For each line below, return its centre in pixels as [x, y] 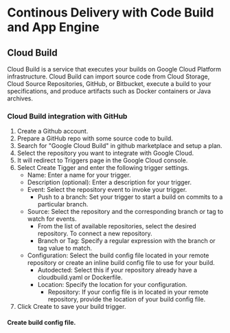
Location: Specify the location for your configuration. [112, 285]
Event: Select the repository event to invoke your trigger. [107, 190]
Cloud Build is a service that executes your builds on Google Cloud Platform [114, 69]
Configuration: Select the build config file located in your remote [118, 255]
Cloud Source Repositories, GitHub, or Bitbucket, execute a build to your [109, 84]
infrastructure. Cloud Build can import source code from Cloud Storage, [108, 76]
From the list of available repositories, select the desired [117, 226]
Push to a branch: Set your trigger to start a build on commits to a [130, 197]
